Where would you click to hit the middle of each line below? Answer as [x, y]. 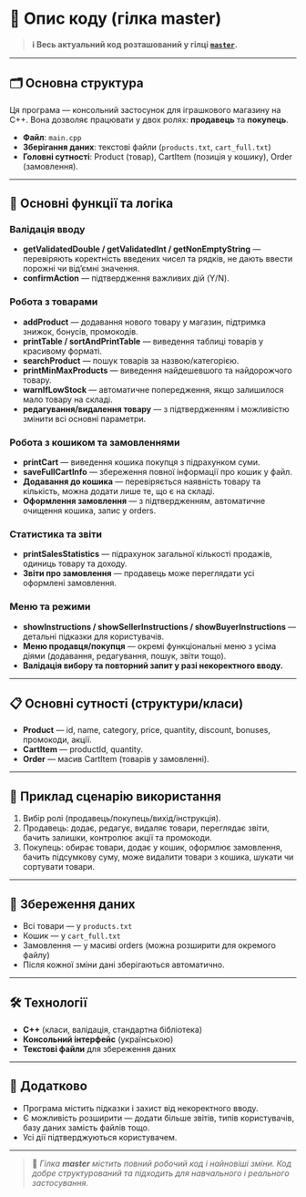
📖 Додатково [49, 1086]
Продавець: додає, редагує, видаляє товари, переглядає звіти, [146, 828]
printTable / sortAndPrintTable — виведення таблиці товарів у [143, 341]
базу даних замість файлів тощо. [86, 1127]
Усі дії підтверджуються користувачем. [100, 1137]
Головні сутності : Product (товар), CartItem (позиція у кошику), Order [158, 156]
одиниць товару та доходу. [75, 563]
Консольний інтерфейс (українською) [98, 1039]
